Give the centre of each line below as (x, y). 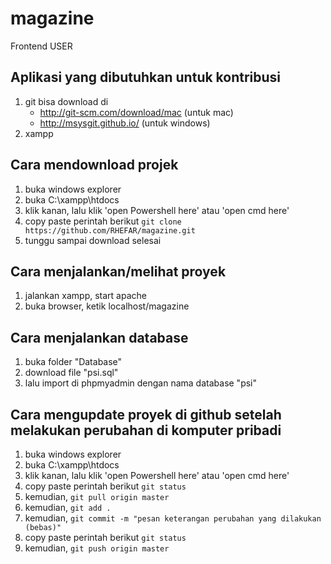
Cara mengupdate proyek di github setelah (146, 414)
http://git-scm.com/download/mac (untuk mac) (136, 112)
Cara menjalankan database (99, 337)
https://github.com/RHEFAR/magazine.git (110, 230)
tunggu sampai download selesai (93, 240)
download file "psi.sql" (71, 373)
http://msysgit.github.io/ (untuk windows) (125, 123)
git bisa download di (66, 101)
